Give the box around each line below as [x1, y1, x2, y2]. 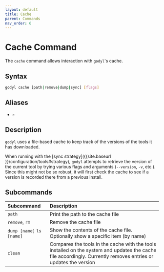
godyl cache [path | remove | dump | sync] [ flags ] [5, 85, 99, 90]
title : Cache [5, 12, 32, 17]
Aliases [5, 99, 28, 107]
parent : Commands [5, 16, 41, 21]
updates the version [49, 259, 96, 266]
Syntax [5, 72, 27, 81]
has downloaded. [5, 144, 40, 149]
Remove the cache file [49, 219, 101, 226]
